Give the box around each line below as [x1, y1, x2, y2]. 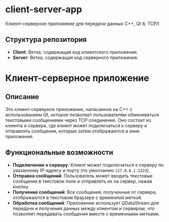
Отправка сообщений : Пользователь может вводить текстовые [12, 172, 153, 179]
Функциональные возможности [5, 148, 114, 157]
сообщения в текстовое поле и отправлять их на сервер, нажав [12, 178, 153, 184]
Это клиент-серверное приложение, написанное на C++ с [5, 106, 133, 112]
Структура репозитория [5, 35, 87, 44]
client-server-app [5, 4, 82, 15]
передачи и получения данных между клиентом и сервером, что [12, 205, 155, 211]
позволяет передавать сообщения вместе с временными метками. [12, 211, 160, 217]
